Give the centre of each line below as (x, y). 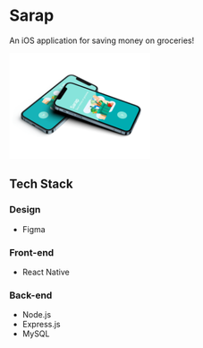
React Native (46, 272)
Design (25, 210)
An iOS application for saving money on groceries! (102, 40)
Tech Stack (41, 184)
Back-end (31, 295)
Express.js (41, 325)
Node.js (37, 315)
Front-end (32, 252)
